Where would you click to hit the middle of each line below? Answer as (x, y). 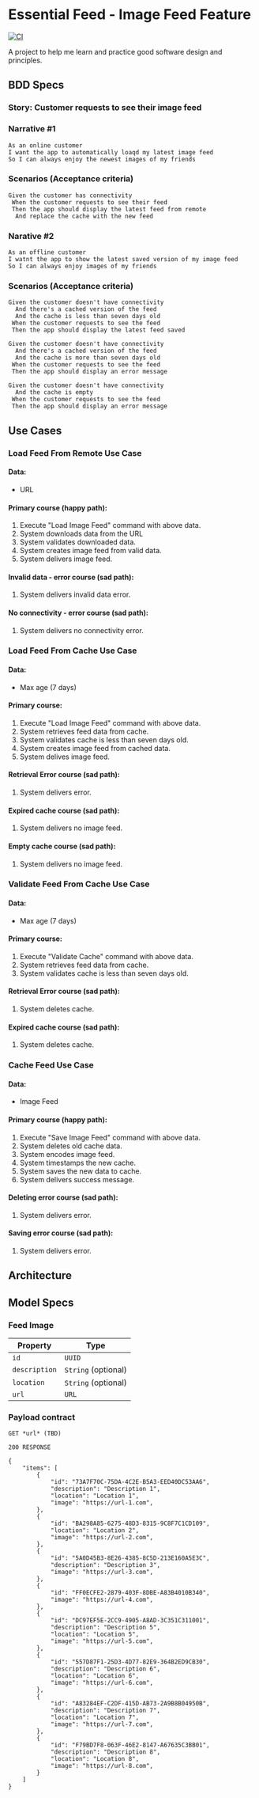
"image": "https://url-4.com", (102, 1600)
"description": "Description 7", (105, 1711)
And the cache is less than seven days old (88, 317)
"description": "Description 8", (105, 1752)
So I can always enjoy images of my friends (83, 267)
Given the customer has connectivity (70, 195)
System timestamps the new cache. (78, 1163)
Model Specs (41, 1302)
